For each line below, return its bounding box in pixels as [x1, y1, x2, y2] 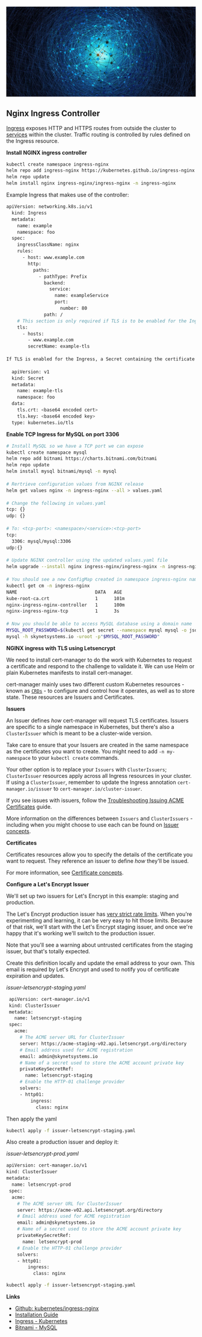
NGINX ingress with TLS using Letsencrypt [6, 644, 116, 651]
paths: [32, 267, 50, 273]
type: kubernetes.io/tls [11, 419, 74, 425]
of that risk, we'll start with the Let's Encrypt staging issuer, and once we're [6, 923, 194, 930]
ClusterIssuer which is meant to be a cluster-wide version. [6, 730, 153, 737]
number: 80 [60, 305, 87, 312]
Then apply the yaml [6, 1115, 57, 1123]
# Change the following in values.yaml [6, 500, 106, 506]
